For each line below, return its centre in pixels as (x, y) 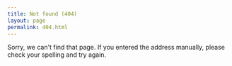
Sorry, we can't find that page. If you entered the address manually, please (116, 48)
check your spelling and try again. (57, 55)
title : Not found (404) (42, 14)
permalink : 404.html (38, 27)
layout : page (27, 21)
